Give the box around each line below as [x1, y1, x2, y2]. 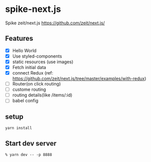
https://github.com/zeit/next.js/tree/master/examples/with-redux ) [12, 76, 147, 81]
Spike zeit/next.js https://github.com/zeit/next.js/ [5, 20, 105, 26]
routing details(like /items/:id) [12, 92, 73, 98]
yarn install [5, 126, 32, 131]
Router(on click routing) [12, 81, 61, 87]
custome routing [12, 86, 46, 92]
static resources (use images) [12, 59, 74, 65]
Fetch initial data [12, 64, 46, 70]
